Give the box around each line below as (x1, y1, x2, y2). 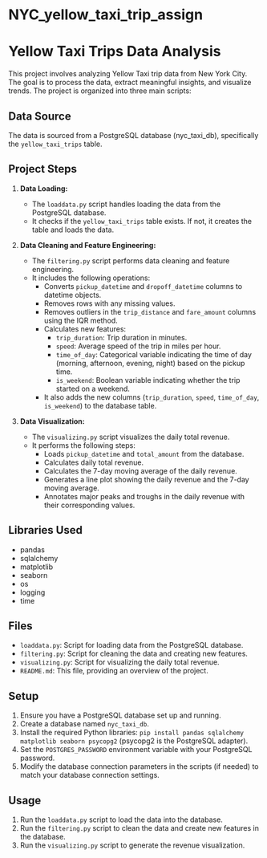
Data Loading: (19, 183, 68, 193)
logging (19, 588, 46, 597)
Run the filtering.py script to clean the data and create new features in (19, 823, 259, 832)
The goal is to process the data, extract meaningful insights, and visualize (8, 78, 252, 87)
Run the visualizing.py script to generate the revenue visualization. (19, 840, 245, 850)
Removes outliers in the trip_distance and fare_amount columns (43, 307, 257, 316)
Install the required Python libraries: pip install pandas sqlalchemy (19, 728, 245, 738)
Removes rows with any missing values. (43, 299, 176, 308)
